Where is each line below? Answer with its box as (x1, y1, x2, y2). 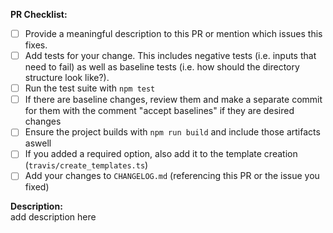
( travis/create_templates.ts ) (24, 159, 149, 171)
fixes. (24, 39, 48, 51)
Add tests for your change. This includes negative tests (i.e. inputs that (24, 50, 317, 62)
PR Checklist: (10, 9, 68, 20)
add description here (10, 211, 97, 223)
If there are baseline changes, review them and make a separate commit (24, 94, 323, 106)
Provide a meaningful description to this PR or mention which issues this (24, 28, 323, 39)
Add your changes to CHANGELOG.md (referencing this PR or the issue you (24, 170, 320, 182)
